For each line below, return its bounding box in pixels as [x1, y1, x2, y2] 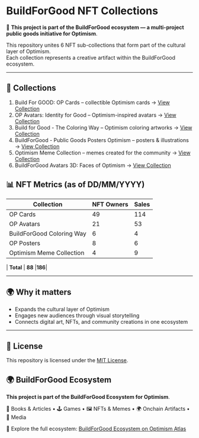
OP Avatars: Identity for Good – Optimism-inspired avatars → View [14, 111, 176, 118]
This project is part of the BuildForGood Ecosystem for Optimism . [6, 394, 170, 400]
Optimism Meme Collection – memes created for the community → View [14, 149, 191, 156]
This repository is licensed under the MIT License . [6, 357, 129, 364]
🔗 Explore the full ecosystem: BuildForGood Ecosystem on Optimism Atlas [6, 425, 187, 432]
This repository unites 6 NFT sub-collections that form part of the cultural [6, 41, 185, 49]
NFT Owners [92, 200, 129, 208]
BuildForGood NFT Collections [6, 4, 159, 18]
